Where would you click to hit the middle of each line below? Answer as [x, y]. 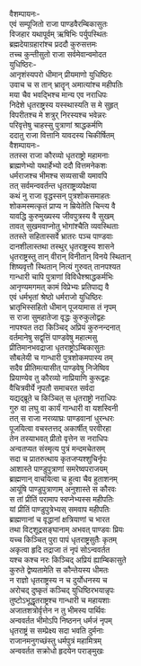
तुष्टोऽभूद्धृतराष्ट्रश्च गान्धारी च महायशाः [60, 600]
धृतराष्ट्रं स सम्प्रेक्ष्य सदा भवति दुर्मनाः [57, 630]
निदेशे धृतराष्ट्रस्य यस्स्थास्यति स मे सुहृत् [64, 105]
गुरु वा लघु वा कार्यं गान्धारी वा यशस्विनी [64, 408]
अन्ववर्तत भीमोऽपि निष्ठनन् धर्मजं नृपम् [61, 621]
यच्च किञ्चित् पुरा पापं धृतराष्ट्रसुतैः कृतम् [63, 540]
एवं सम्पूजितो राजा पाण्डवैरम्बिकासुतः [58, 24]
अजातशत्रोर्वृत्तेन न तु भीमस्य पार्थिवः [57, 610]
